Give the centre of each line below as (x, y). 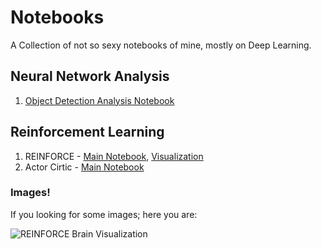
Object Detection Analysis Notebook (99, 100)
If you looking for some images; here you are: (104, 214)
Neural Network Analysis (90, 76)
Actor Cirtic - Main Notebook (84, 167)
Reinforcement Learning (87, 132)
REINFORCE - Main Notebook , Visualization (114, 156)
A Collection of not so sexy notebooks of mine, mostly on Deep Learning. (161, 45)
